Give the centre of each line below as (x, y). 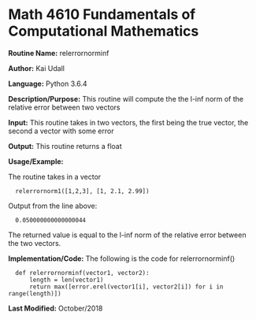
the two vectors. (35, 243)
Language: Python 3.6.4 (48, 84)
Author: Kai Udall (37, 68)
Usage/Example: (36, 161)
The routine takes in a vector (55, 177)
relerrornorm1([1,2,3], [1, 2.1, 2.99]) (82, 191)
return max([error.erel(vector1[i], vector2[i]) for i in (126, 287)
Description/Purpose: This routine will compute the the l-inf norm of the (126, 99)
